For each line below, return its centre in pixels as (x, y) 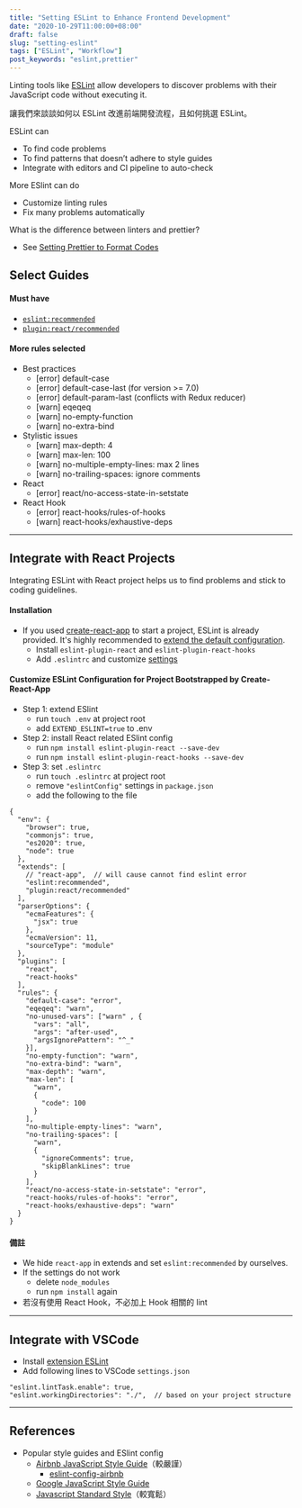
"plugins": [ (42, 962)
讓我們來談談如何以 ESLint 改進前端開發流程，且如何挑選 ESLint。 (130, 113)
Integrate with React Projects (92, 559)
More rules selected (48, 348)
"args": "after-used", (75, 1033)
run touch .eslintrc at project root (101, 776)
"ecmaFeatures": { (60, 915)
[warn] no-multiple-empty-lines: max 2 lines (117, 464)
